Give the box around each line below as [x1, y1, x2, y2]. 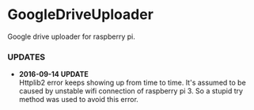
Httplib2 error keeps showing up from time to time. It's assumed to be [18, 78, 246, 88]
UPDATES [7, 51, 46, 63]
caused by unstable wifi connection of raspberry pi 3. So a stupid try [18, 86, 243, 96]
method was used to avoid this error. [18, 95, 139, 104]
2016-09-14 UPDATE [18, 70, 89, 79]
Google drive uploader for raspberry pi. [7, 32, 135, 41]
